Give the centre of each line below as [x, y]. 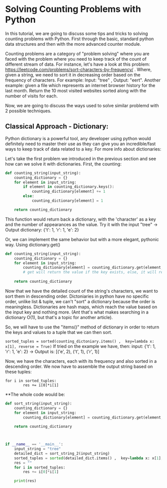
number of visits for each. [32, 96]
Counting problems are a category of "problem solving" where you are [77, 54]
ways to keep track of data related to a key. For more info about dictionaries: [83, 149]
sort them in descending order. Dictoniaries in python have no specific [77, 296]
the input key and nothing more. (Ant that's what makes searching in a [77, 312]
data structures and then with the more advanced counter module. [73, 44]
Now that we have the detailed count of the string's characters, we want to [82, 291]
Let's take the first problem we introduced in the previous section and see [81, 159]
